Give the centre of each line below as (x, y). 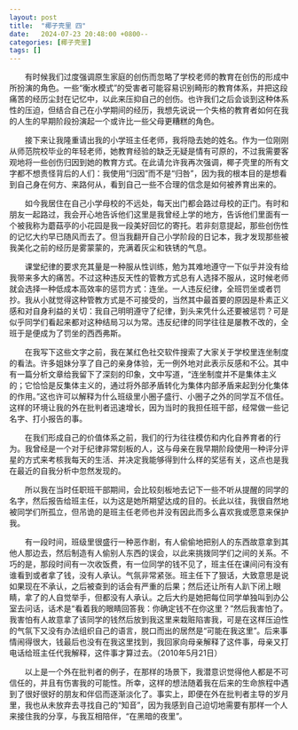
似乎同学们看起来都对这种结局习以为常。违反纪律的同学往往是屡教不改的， (145, 322)
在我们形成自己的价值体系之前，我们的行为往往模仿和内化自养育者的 (149, 438)
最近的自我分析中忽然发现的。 (71, 471)
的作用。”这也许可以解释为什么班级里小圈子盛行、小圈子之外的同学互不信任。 (149, 397)
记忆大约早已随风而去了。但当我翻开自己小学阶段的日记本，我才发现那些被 (153, 237)
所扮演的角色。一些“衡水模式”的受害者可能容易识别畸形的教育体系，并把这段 (149, 88)
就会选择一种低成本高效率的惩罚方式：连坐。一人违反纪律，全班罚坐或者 (141, 289)
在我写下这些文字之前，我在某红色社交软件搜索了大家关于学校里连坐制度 (157, 353)
